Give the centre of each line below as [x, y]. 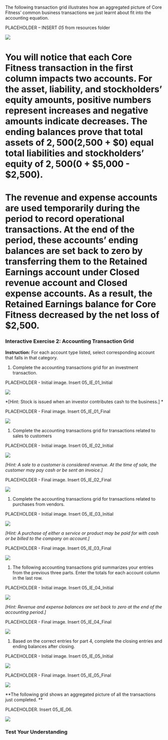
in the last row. [28, 578]
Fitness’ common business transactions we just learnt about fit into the [78, 13]
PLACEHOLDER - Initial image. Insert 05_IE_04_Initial [59, 587]
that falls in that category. [32, 357]
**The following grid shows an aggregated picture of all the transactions [80, 694]
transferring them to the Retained [76, 262]
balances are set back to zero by [74, 251]
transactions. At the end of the [70, 230]
